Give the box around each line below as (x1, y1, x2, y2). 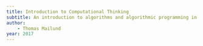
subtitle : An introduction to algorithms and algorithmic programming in (6, 14, 198, 20)
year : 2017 (6, 31, 34, 37)
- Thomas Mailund (17, 25, 61, 32)
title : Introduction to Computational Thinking (6, 8, 129, 15)
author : (6, 20, 26, 26)
